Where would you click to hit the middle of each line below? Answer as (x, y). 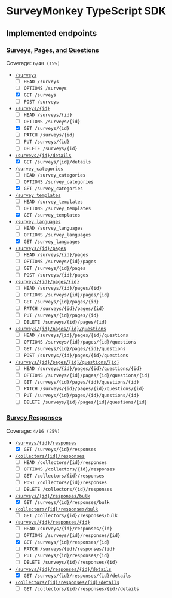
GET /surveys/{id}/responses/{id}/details (77, 576)
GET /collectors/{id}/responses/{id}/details (81, 589)
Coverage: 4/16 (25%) (33, 431)
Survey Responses (34, 418)
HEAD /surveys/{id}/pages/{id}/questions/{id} (83, 369)
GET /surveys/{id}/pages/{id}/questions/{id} (81, 382)
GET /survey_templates (52, 215)
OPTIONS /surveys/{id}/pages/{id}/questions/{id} (87, 375)
